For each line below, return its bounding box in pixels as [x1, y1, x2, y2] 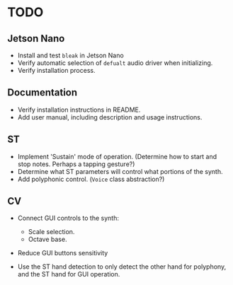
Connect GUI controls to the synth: [17, 214, 119, 223]
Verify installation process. [17, 66, 96, 74]
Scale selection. [28, 228, 75, 236]
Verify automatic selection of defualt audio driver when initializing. [17, 59, 213, 67]
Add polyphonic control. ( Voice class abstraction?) [17, 175, 165, 183]
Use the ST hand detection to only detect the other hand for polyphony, [17, 262, 227, 271]
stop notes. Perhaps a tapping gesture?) [17, 160, 135, 168]
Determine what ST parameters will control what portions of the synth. [17, 167, 223, 175]
